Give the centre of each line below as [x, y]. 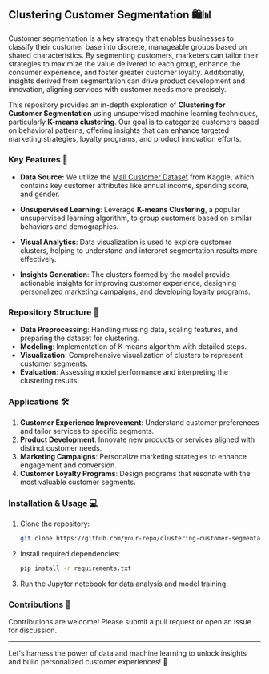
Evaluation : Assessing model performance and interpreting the [124, 372]
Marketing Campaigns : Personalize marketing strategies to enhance [133, 456]
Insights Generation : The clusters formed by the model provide [125, 275]
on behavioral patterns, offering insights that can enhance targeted [119, 130]
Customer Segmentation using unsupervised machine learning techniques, [133, 113]
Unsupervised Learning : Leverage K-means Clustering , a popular [130, 210]
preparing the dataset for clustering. [80, 338]
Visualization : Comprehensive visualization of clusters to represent [131, 355]
